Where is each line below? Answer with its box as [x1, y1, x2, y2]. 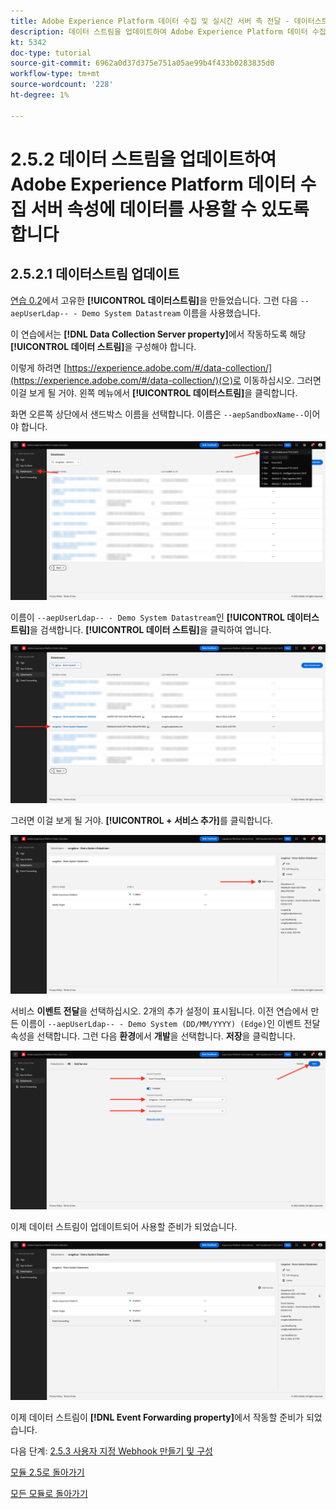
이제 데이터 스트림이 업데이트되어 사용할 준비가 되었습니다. [10, 1220, 238, 1232]
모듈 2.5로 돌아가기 [10, 1466, 85, 1478]
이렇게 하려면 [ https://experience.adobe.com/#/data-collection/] [10, 361, 273, 374]
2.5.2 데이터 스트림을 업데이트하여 [10, 148, 277, 170]
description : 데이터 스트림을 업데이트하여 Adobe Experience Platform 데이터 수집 [10, 26, 327, 37]
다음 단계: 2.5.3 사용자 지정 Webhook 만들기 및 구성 [10, 1445, 213, 1457]
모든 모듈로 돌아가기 [10, 1487, 88, 1499]
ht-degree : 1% [10, 90, 70, 100]
